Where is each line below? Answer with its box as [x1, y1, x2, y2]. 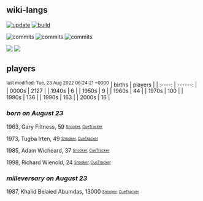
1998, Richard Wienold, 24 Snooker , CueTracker [6, 159, 112, 166]
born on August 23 [6, 109, 64, 118]
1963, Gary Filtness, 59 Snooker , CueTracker [6, 123, 103, 131]
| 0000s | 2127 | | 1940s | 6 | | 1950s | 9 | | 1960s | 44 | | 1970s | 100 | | [6, 87, 183, 94]
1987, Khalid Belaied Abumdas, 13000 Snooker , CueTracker [6, 188, 139, 195]
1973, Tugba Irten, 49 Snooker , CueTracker [6, 135, 98, 142]
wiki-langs [6, 5, 48, 15]
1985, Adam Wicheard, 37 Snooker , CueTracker [6, 146, 110, 154]
